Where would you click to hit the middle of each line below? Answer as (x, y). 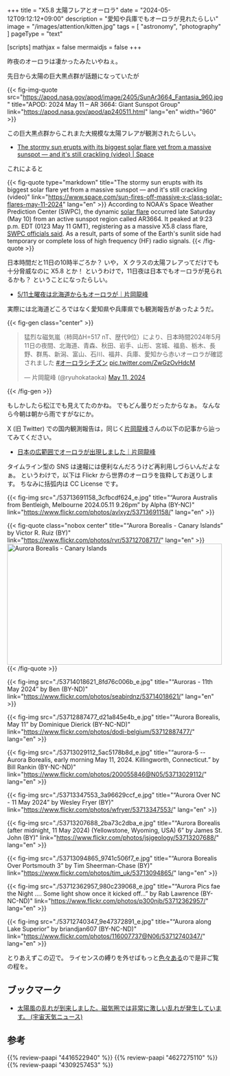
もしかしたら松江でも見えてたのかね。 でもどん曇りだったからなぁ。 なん (111, 405)
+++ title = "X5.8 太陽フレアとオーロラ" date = (73, 10)
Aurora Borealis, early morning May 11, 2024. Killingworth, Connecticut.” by (113, 759)
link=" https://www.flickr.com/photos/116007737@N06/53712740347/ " (106, 936)
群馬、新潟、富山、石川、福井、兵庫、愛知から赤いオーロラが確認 (129, 354)
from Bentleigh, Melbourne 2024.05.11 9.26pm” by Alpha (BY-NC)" (101, 505)
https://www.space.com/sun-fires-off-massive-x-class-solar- (135, 197)
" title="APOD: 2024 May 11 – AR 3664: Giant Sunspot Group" (94, 104)
